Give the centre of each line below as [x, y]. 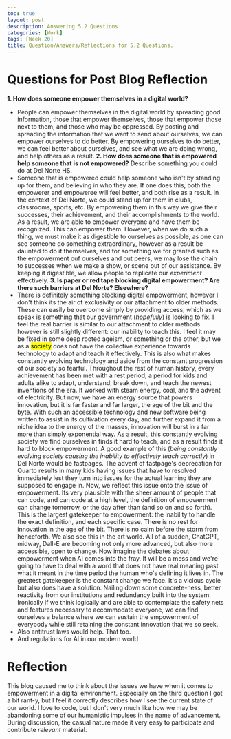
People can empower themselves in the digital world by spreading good [119, 112]
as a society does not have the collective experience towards [104, 346]
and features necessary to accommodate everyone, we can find [108, 610]
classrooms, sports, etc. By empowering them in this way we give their [117, 207]
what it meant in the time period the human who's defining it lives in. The [120, 573]
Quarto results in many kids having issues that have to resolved [107, 470]
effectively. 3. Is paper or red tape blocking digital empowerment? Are [118, 280]
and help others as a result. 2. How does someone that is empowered [117, 156]
